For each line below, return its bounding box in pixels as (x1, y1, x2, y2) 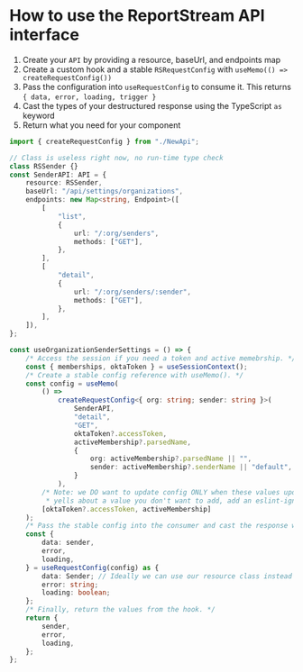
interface (9, 24, 79, 45)
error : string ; (41, 580, 99, 589)
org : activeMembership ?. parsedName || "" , (89, 454, 252, 464)
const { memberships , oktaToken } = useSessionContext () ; (25, 362, 248, 371)
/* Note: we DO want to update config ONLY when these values (41, 487, 280, 496)
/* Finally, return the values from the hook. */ (25, 605, 216, 614)
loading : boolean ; (41, 588, 111, 597)
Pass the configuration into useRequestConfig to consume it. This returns (22, 81, 291, 92)
